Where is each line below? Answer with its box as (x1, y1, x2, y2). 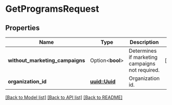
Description (130, 39, 159, 46)
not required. (128, 67, 160, 73)
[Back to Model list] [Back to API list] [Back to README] (5, 94, 123, 100)
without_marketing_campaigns (8, 57, 85, 64)
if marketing (128, 54, 158, 60)
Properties (5, 24, 40, 32)
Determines (128, 47, 157, 54)
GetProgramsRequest (5, 3, 99, 15)
